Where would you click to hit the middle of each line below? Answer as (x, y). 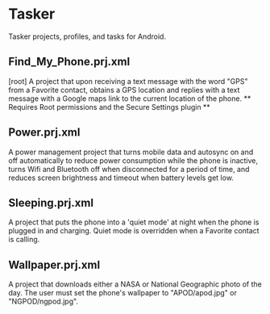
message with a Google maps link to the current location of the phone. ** (130, 98)
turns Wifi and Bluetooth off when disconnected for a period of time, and (129, 169)
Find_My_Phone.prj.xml (69, 62)
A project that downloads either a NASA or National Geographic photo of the (135, 284)
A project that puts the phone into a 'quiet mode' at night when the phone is (134, 222)
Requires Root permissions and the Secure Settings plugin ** (110, 107)
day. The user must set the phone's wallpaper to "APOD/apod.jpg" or (123, 293)
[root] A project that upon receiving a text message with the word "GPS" (128, 81)
